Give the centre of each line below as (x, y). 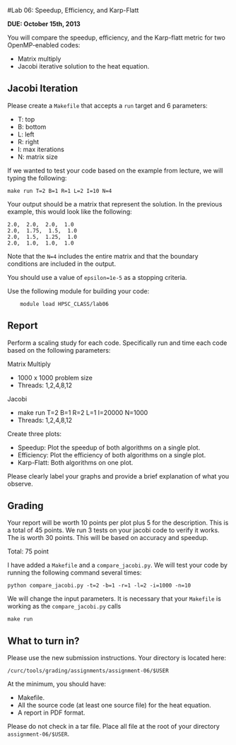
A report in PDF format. (51, 712)
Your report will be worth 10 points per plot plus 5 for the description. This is (118, 523)
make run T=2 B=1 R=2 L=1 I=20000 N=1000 (83, 412)
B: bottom (32, 127)
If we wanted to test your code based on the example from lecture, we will (115, 170)
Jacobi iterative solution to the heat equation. (83, 66)
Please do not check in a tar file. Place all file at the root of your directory (114, 727)
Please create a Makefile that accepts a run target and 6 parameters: (108, 105)
